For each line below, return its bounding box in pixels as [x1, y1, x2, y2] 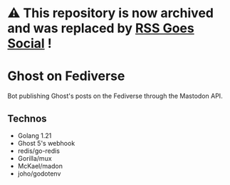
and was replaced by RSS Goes [7, 20, 194, 36]
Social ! [7, 36, 52, 51]
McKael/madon [17, 161, 63, 170]
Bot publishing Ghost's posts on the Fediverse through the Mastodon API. [7, 91, 223, 101]
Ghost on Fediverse [7, 68, 125, 84]
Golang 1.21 [17, 131, 52, 140]
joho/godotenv [17, 169, 61, 178]
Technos [7, 112, 48, 124]
